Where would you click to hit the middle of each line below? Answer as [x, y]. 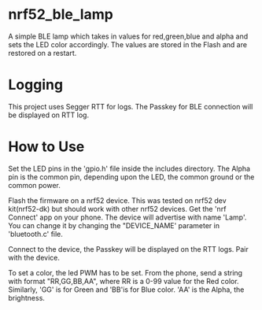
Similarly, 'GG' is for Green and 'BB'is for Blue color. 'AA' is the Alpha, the [126, 290]
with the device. [34, 257]
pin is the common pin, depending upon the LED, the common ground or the [131, 177]
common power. [35, 185]
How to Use [46, 147]
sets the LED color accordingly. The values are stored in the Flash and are [128, 44]
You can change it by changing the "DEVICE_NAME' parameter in [114, 225]
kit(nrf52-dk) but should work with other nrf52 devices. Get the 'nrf [117, 209]
